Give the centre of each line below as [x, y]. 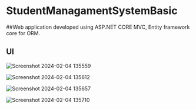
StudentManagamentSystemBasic [92, 11]
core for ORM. [23, 33]
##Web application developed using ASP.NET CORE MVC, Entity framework [98, 27]
